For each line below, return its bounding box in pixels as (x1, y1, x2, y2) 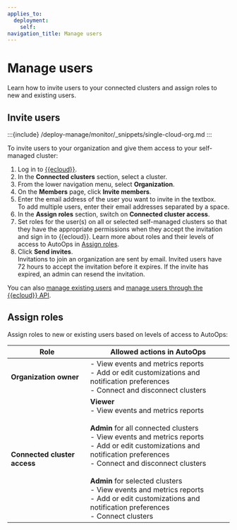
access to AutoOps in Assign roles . (17, 240, 120, 248)
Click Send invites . (17, 247, 73, 256)
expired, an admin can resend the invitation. (17, 270, 145, 278)
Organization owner (11, 371, 80, 381)
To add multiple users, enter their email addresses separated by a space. (17, 202, 230, 211)
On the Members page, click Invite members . (17, 187, 152, 196)
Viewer (90, 396, 115, 406)
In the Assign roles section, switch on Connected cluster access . (17, 210, 210, 218)
